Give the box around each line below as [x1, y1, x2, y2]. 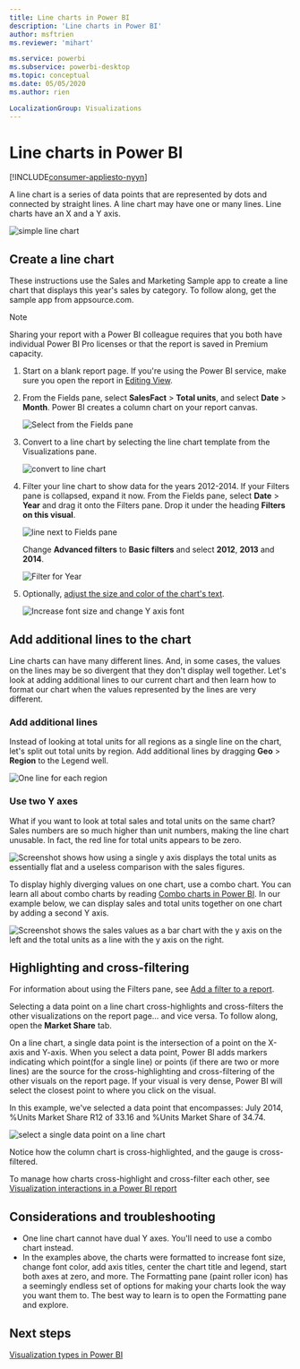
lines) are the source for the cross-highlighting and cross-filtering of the [9, 1066, 275, 1077]
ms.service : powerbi [9, 55, 87, 64]
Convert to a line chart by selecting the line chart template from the [21, 436, 270, 448]
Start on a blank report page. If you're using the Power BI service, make [21, 366, 287, 376]
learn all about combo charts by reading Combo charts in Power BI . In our [9, 888, 280, 899]
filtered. [9, 1157, 39, 1167]
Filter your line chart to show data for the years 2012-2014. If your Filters [21, 481, 290, 492]
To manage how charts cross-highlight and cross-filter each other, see [9, 1174, 270, 1184]
